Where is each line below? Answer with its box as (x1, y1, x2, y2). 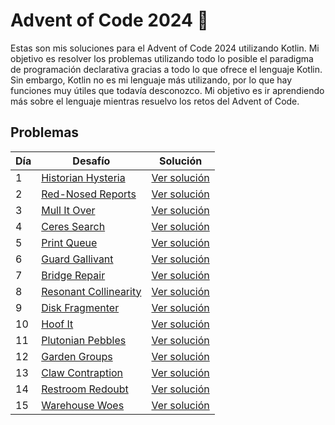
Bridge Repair (41, 268, 106, 282)
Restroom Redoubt (41, 382, 129, 396)
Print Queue (41, 235, 98, 249)
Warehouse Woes (41, 398, 125, 412)
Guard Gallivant (41, 252, 114, 266)
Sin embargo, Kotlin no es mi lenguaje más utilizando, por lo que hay (10, 74, 293, 86)
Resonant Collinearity (41, 284, 142, 298)
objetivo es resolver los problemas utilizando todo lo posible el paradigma (10, 52, 314, 64)
